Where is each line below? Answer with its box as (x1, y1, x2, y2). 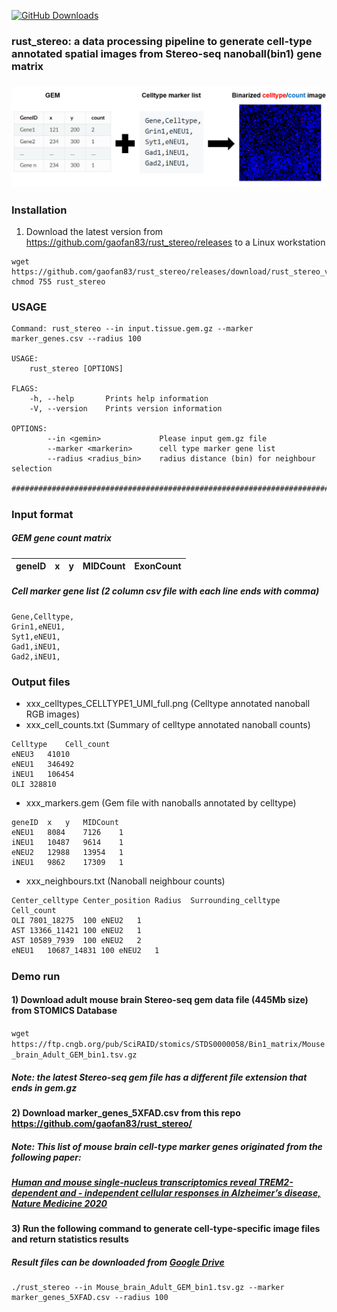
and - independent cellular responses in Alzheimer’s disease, (59, 1186, 321, 1199)
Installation (11, 203, 68, 217)
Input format (11, 507, 74, 521)
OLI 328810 (11, 780, 57, 790)
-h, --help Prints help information (29, 394, 209, 404)
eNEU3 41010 (11, 750, 71, 760)
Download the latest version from (25, 226, 164, 237)
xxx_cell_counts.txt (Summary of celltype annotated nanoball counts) (25, 719, 311, 731)
